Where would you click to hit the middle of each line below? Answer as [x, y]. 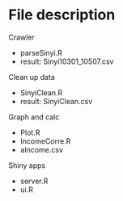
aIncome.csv [41, 149]
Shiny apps [27, 165]
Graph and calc [34, 117]
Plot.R [30, 132]
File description [62, 15]
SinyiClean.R [41, 92]
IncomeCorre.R [45, 141]
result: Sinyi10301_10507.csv [67, 61]
